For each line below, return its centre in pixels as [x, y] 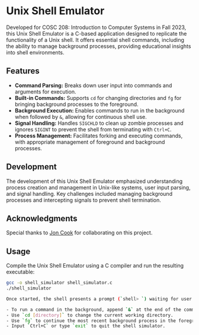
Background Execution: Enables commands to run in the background [99, 110]
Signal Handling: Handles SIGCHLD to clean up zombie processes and [99, 123]
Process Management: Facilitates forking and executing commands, [99, 136]
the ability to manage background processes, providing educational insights [99, 46]
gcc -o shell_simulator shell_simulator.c [59, 283]
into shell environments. [35, 52]
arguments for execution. [45, 91]
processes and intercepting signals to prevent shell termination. [84, 200]
